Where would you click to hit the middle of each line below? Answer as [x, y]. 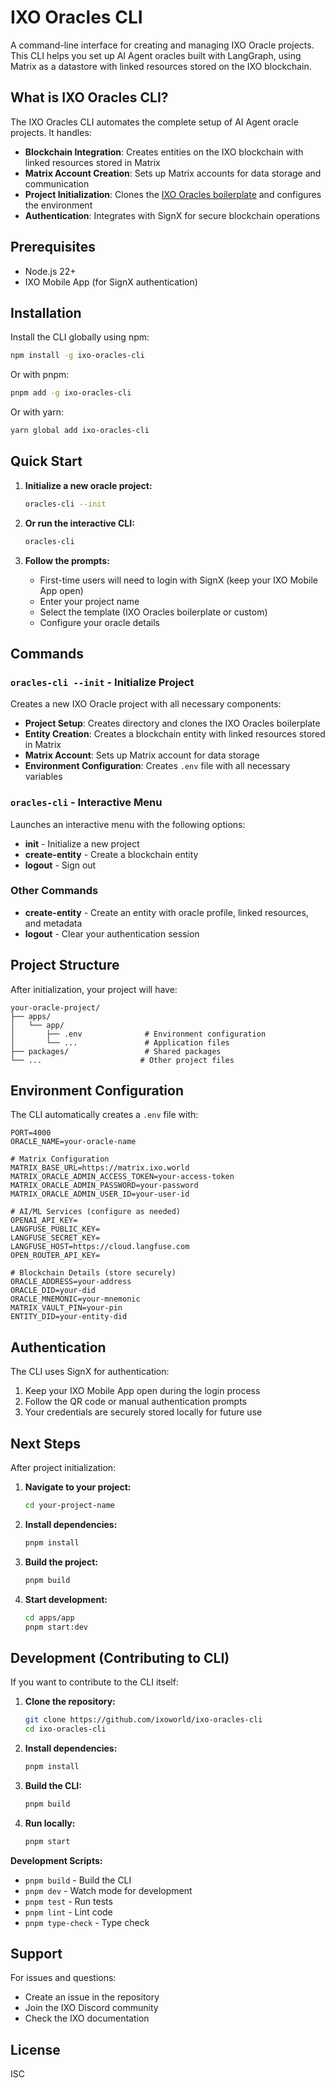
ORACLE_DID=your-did [53, 1291]
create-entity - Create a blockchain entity [111, 854]
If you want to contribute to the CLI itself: [94, 1682]
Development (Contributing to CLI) [120, 1657]
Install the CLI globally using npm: [80, 337]
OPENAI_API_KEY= [44, 1221]
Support [36, 1954]
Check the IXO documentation [87, 2018]
